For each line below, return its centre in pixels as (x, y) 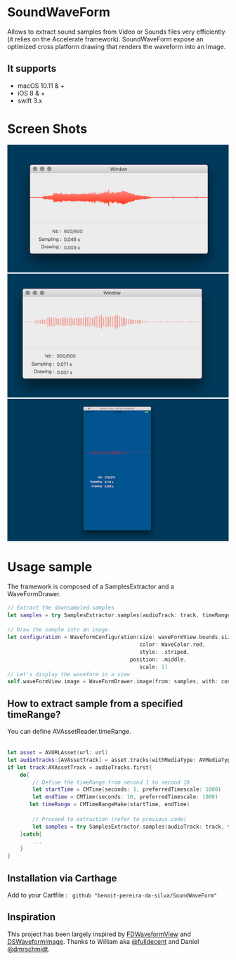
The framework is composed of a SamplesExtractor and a (91, 586)
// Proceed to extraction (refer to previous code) (110, 819)
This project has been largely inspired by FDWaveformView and (99, 934)
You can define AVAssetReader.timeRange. (69, 732)
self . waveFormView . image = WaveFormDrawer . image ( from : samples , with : (113, 682)
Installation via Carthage (62, 878)
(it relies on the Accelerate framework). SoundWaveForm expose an (105, 39)
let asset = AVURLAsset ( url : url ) (58, 753)
